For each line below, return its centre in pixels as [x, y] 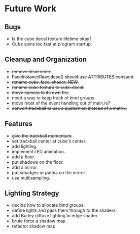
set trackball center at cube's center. [49, 141]
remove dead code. [32, 71]
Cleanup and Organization [46, 60]
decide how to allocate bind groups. [48, 205]
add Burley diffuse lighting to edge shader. [55, 216]
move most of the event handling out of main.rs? [61, 103]
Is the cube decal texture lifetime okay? [52, 39]
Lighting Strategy [32, 193]
